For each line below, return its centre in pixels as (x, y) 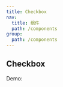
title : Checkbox (26, 12)
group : (14, 34)
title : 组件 (26, 23)
